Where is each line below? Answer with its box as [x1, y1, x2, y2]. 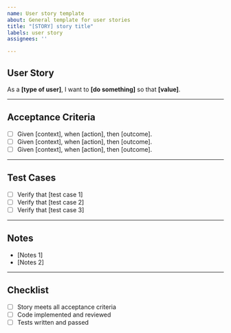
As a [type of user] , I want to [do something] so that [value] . [7, 85, 181, 93]
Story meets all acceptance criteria [16, 303, 117, 311]
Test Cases [7, 172, 56, 184]
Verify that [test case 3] [16, 205, 85, 214]
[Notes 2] [16, 258, 45, 266]
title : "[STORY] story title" [7, 23, 94, 30]
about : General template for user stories [7, 16, 131, 23]
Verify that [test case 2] [16, 198, 85, 206]
